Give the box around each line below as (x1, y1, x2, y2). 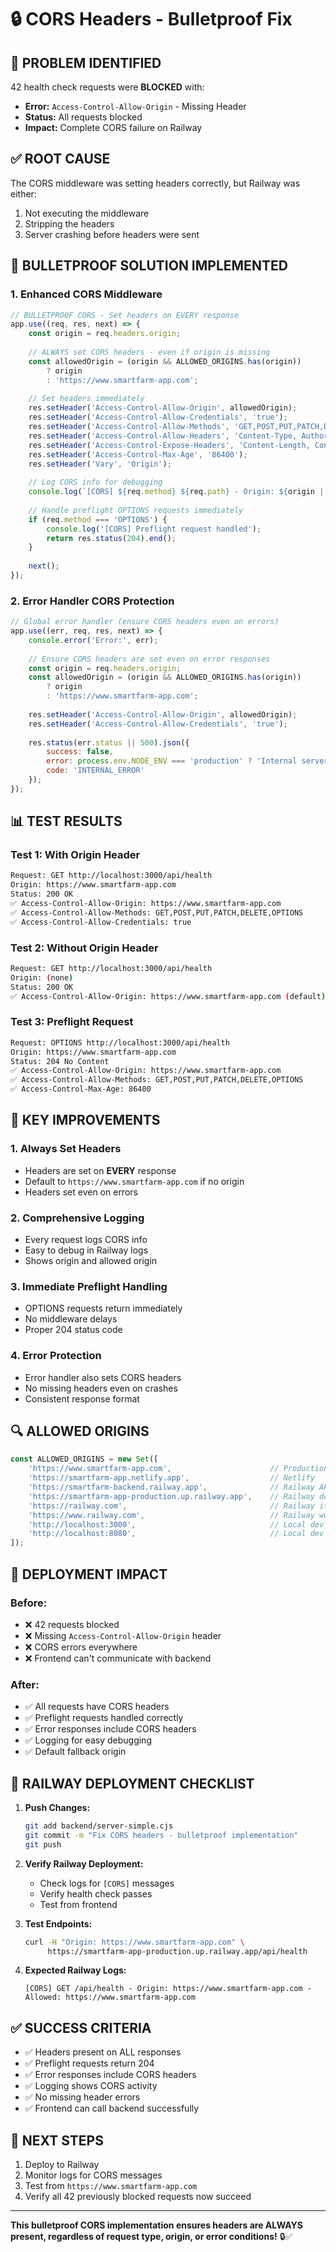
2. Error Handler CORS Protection (10, 594, 175, 608)
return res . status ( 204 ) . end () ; (46, 533, 177, 543)
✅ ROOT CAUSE (10, 151, 111, 168)
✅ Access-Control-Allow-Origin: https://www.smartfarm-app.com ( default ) (10, 991, 327, 1001)
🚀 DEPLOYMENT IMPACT (10, 1566, 168, 1583)
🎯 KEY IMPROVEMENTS (10, 1112, 161, 1129)
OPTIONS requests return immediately (24, 1302, 183, 1315)
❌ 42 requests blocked (24, 1618, 120, 1630)
